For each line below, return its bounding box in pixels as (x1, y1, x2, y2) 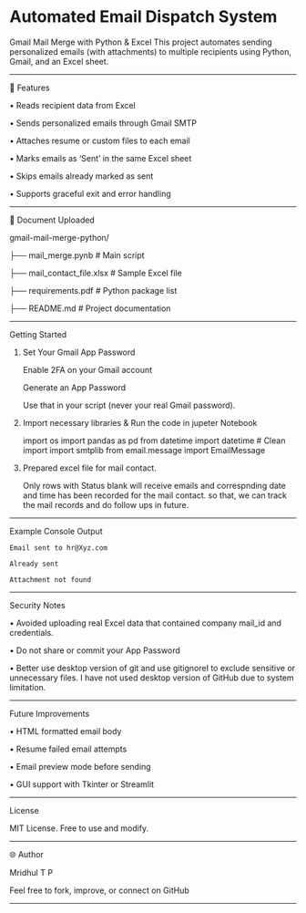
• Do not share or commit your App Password (9, 645, 180, 656)
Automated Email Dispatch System (9, 6, 278, 27)
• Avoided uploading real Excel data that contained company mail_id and (9, 617, 282, 628)
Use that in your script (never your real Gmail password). (22, 399, 236, 410)
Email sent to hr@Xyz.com (9, 543, 107, 553)
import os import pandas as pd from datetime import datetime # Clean (22, 435, 286, 446)
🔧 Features (9, 82, 50, 93)
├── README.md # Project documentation (9, 303, 171, 314)
